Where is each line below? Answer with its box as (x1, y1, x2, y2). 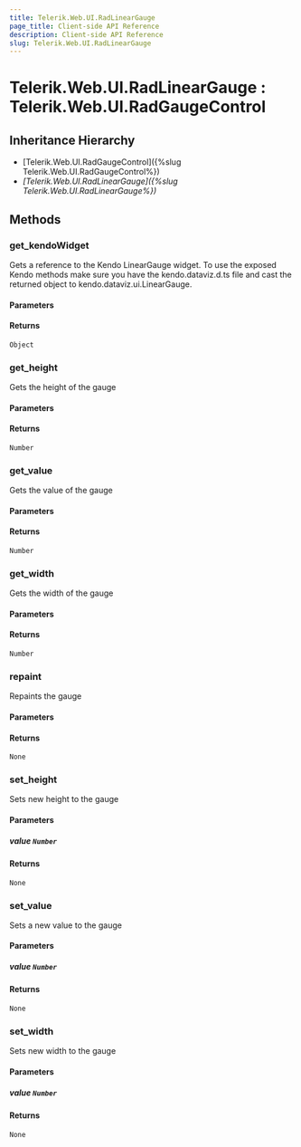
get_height (9, 361, 59, 374)
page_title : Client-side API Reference (9, 22, 160, 31)
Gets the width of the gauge (9, 588, 114, 598)
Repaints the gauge (9, 691, 82, 702)
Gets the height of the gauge (9, 382, 117, 393)
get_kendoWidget (9, 239, 89, 252)
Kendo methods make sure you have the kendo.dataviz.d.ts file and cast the (9, 269, 292, 280)
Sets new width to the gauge (9, 1046, 117, 1056)
